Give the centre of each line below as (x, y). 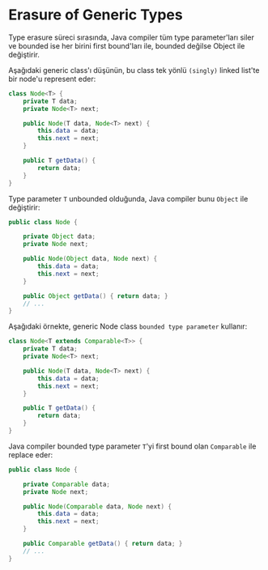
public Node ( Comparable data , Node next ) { (98, 506)
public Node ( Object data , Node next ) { (90, 259)
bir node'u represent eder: (52, 79)
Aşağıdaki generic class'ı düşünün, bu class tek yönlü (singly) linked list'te (134, 70)
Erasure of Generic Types (96, 15)
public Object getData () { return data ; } (96, 296)
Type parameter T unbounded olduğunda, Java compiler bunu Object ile (128, 198)
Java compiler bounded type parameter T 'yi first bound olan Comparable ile (132, 446)
